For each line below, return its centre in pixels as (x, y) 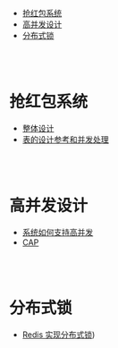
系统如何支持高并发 (58, 232)
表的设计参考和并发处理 (65, 139)
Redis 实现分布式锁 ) (59, 335)
